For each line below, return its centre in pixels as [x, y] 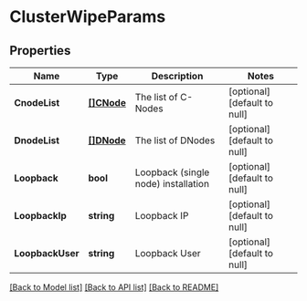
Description [177, 76]
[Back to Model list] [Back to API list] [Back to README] [114, 287]
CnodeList [37, 103]
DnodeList [37, 140]
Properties [40, 51]
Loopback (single [172, 172]
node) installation [172, 184]
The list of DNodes [175, 140]
